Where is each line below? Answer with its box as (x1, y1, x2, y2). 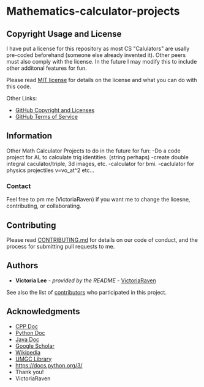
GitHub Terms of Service (15, 113, 78, 120)
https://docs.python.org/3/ (15, 361, 83, 369)
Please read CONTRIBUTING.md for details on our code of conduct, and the (6, 236, 198, 243)
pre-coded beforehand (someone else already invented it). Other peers (6, 51, 186, 59)
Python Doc (15, 329, 45, 336)
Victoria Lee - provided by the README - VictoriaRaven (15, 277, 156, 284)
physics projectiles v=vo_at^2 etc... (6, 167, 95, 174)
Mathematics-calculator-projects (6, 4, 180, 18)
